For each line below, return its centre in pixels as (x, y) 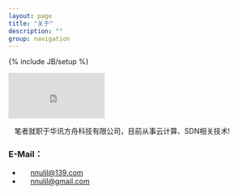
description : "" (36, 31)
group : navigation (39, 39)
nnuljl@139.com (57, 172)
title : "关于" (31, 24)
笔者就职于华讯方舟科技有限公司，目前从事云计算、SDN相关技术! (122, 131)
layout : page (30, 16)
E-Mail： (25, 154)
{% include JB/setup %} (49, 62)
